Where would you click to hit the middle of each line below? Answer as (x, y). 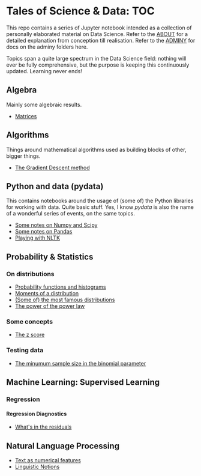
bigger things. (23, 156)
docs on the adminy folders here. (47, 47)
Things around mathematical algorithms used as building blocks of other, (96, 149)
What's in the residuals (43, 427)
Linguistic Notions (37, 466)
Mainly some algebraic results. (44, 104)
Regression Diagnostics (37, 414)
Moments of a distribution (47, 294)
